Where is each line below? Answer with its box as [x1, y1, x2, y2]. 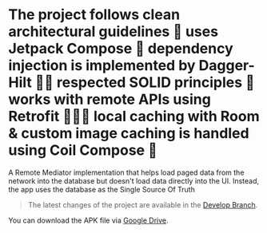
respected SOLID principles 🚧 [56, 73, 255, 92]
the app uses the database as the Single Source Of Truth [8, 184, 196, 194]
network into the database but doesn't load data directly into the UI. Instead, [8, 176, 260, 185]
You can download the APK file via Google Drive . [8, 215, 169, 225]
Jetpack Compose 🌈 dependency [8, 40, 233, 57]
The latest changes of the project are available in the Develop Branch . [27, 199, 258, 209]
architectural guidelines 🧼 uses [8, 22, 218, 41]
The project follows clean [8, 6, 181, 24]
